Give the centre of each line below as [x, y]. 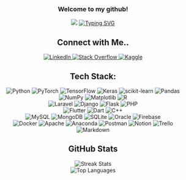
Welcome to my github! [93, 9]
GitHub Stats [93, 149]
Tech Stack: [93, 76]
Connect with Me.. [93, 42]
